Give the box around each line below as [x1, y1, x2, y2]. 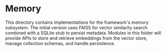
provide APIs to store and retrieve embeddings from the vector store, [5, 35, 148, 41]
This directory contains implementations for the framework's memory [5, 19, 149, 25]
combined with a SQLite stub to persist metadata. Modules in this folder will [5, 30, 161, 36]
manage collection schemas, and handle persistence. [5, 40, 115, 46]
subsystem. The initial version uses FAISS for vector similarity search [5, 24, 148, 30]
